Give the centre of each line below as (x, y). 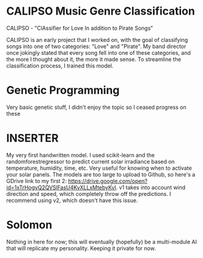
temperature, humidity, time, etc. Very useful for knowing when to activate (99, 168)
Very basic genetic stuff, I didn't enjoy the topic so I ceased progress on (96, 107)
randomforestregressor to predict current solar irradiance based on (91, 161)
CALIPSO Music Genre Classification (101, 11)
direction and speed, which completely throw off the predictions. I (89, 193)
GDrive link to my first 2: (36, 181)
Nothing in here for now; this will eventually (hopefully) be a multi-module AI (102, 242)
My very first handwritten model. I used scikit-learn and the (81, 155)
